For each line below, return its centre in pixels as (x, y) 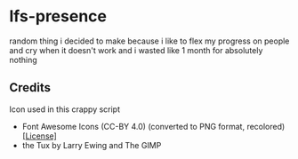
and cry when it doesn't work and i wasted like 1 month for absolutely (136, 50)
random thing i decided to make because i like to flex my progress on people (149, 41)
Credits (30, 87)
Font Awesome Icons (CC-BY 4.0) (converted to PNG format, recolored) (153, 126)
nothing (23, 60)
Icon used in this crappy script (65, 109)
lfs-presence (58, 16)
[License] (40, 136)
